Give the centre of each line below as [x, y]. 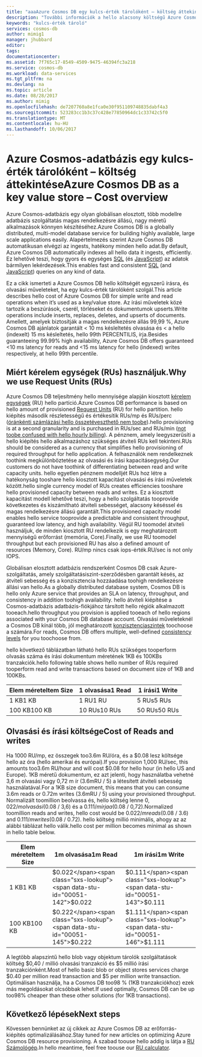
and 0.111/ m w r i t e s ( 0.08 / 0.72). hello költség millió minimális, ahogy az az [96, 819]
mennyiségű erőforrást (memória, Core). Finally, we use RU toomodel [91, 537]
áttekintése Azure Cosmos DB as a [93, 185]
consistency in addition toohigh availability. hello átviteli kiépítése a [89, 600]
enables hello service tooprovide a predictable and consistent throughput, [98, 517]
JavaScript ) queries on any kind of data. [56, 271]
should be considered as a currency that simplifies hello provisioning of [95, 447]
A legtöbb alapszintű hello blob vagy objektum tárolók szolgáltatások [92, 957]
